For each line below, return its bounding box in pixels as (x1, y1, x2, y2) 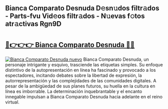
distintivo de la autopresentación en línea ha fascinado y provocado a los (5, 67, 156, 73)
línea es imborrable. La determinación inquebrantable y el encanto (5, 88, 142, 94)
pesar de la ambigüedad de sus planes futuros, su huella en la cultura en (5, 83, 155, 89)
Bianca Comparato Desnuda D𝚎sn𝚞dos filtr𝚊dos (5, 4, 159, 13)
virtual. (5, 99, 20, 105)
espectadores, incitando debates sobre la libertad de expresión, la (5, 72, 142, 78)
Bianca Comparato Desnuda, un (83, 56, 149, 62)
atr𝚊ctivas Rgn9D (5, 20, 62, 28)
